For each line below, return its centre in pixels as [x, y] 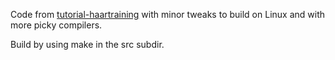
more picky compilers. [56, 25]
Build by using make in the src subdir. [87, 44]
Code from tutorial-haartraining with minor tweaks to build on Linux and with [167, 14]
